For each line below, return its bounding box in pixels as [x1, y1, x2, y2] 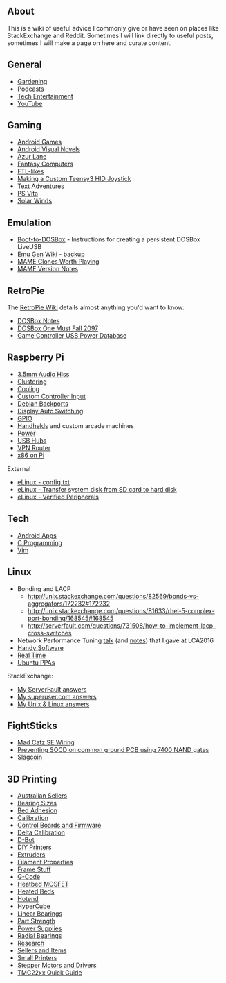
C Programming [17, 538, 62, 547]
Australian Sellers [17, 792, 68, 800]
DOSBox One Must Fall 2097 [17, 324, 99, 332]
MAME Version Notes [17, 265, 78, 273]
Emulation [7, 216, 52, 228]
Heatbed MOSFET [17, 880, 69, 889]
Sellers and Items [17, 946, 67, 955]
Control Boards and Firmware [17, 821, 102, 830]
